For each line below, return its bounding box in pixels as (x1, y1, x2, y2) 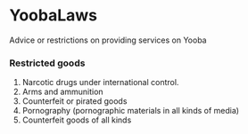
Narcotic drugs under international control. (21, 77, 179, 88)
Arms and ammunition (21, 86, 104, 98)
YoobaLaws (9, 5, 98, 26)
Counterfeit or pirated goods (21, 96, 128, 106)
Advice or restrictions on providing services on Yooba (9, 35, 207, 45)
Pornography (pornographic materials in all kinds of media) (21, 106, 239, 116)
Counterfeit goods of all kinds (21, 114, 132, 125)
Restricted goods (9, 57, 86, 69)
